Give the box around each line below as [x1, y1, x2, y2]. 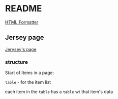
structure [5, 58, 28, 65]
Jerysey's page [5, 46, 37, 52]
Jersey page [5, 33, 44, 42]
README [5, 3, 42, 14]
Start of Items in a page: [5, 70, 54, 76]
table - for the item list [5, 79, 51, 85]
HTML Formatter [5, 19, 39, 25]
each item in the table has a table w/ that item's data [5, 89, 113, 95]
